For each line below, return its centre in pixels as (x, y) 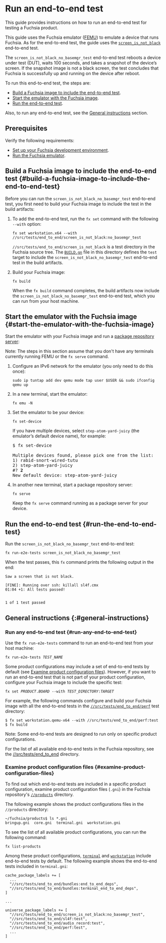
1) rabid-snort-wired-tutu (45, 461)
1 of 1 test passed (25, 603)
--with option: (27, 224)
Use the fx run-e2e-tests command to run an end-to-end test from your (79, 643)
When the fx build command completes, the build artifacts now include (86, 290)
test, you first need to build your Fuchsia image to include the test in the (78, 204)
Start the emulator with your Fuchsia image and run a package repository (80, 337)
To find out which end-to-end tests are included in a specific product (76, 784)
